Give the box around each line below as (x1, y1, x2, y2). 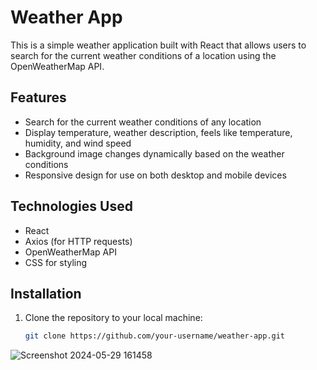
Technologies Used (10, 198, 133, 215)
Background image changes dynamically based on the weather (24, 147, 285, 160)
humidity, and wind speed (24, 137, 132, 149)
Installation (10, 285, 82, 302)
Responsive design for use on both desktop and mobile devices (24, 169, 287, 181)
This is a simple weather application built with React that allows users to (10, 39, 307, 51)
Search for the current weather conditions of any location (24, 116, 262, 128)
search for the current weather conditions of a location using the (10, 49, 277, 61)
